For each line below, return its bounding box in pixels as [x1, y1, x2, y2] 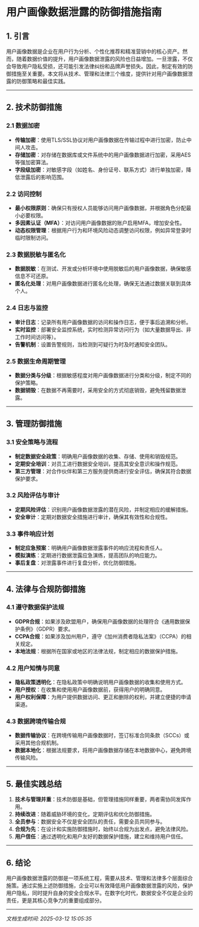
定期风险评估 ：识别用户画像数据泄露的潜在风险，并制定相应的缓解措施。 [14, 506, 191, 513]
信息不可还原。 [14, 273, 52, 280]
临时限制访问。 [14, 234, 52, 241]
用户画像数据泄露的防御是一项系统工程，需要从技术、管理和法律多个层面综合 [6, 875, 193, 882]
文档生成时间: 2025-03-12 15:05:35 [6, 915, 92, 922]
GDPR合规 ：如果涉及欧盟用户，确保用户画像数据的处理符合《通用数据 [14, 618, 185, 625]
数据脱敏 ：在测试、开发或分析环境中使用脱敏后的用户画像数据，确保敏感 [14, 265, 191, 273]
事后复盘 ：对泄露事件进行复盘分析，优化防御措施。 [14, 559, 140, 566]
